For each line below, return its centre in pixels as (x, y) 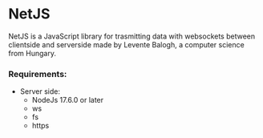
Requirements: (38, 74)
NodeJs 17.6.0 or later (68, 100)
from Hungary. (32, 53)
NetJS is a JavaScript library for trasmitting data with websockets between (132, 36)
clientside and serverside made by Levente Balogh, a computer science (126, 44)
